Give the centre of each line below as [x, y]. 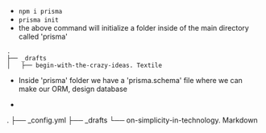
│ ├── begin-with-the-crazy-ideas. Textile [84, 65]
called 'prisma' [43, 36]
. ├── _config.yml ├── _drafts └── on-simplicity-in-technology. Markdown [132, 120]
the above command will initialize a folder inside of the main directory [134, 28]
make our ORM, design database [73, 89]
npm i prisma [40, 11]
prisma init [38, 20]
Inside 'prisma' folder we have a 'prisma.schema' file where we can [130, 80]
